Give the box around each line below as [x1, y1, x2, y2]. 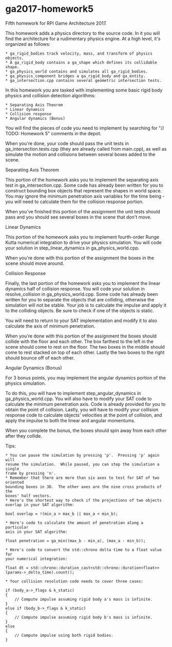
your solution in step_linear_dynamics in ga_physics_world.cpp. [5, 245, 140, 251]
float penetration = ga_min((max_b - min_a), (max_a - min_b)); [5, 538, 146, 543]
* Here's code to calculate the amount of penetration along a [5, 520, 144, 525]
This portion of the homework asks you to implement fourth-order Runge [5, 233, 160, 240]
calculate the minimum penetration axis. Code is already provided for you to [5, 401, 166, 407]
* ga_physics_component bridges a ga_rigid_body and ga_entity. [5, 73, 146, 79]
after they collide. [5, 433, 43, 439]
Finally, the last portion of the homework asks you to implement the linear [5, 280, 161, 286]
